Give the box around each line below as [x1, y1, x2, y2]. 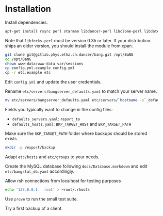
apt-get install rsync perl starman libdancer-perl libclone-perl [5, 29, 142, 33]
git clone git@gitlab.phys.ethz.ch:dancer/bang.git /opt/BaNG [5, 52, 133, 57]
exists [5, 136, 17, 142]
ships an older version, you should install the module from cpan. [5, 43, 133, 49]
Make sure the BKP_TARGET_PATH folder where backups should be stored [5, 131, 147, 136]
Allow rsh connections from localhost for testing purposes [5, 178, 121, 183]
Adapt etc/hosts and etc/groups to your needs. [5, 154, 99, 160]
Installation [5, 3, 51, 15]
